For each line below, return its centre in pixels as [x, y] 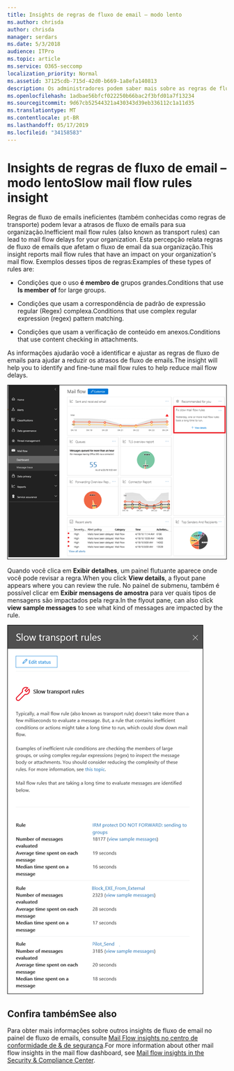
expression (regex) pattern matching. [70, 318]
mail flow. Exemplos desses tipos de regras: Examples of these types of [109, 261]
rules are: [21, 269]
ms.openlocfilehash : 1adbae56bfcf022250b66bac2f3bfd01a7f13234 [101, 96]
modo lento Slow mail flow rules [100, 183]
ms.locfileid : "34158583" [45, 133]
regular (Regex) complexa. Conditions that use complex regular [107, 311]
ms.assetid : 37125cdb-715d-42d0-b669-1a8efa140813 [82, 81]
